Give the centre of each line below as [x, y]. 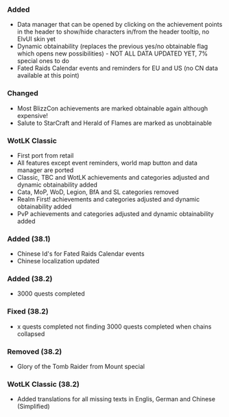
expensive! [32, 115]
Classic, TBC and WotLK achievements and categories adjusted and [113, 177]
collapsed [31, 333]
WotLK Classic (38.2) [44, 384]
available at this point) [48, 75]
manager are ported [45, 170]
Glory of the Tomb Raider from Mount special [81, 367]
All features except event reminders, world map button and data [107, 163]
